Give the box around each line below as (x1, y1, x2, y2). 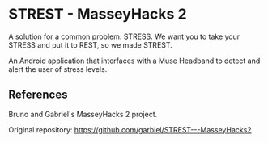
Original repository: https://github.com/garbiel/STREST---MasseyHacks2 (8, 124, 253, 134)
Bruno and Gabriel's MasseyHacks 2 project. (8, 109, 158, 119)
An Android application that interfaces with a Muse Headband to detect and (8, 56, 261, 65)
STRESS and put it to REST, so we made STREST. (8, 40, 172, 49)
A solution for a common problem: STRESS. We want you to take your (8, 32, 240, 41)
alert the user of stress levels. (8, 64, 108, 74)
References (8, 88, 68, 102)
